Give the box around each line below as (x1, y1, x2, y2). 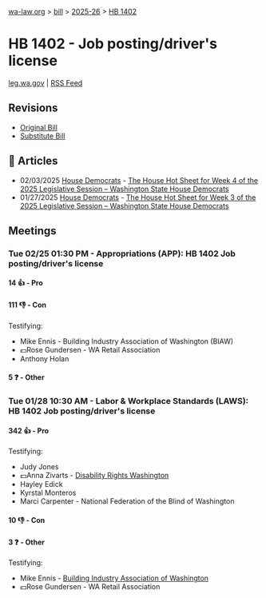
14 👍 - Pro (8, 278, 44, 288)
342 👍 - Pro (8, 425, 50, 435)
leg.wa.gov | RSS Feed (8, 78, 83, 87)
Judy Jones (19, 462, 59, 472)
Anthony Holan (19, 353, 69, 363)
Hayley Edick (19, 480, 63, 489)
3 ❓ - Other (8, 537, 46, 547)
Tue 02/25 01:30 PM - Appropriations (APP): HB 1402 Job (8, 248, 236, 259)
